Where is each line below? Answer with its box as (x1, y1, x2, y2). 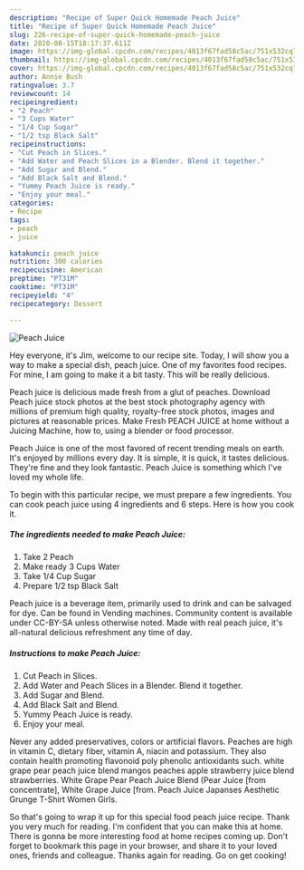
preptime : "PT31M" (9, 274, 79, 284)
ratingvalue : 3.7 (9, 81, 75, 90)
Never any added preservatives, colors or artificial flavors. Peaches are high (9, 736, 293, 748)
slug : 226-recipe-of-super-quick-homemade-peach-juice (9, 30, 221, 39)
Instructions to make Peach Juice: (9, 648, 141, 659)
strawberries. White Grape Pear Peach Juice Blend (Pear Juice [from (9, 775, 267, 786)
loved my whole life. (9, 471, 84, 482)
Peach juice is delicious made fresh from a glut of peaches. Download (9, 386, 271, 397)
